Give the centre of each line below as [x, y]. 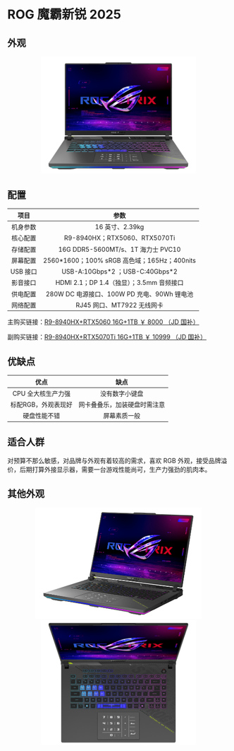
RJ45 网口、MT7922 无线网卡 [119, 305]
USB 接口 [24, 272]
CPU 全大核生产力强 [41, 393]
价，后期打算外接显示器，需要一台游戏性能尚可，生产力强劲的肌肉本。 [109, 469]
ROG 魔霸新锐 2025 [64, 14]
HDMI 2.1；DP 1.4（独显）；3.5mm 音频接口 [119, 283]
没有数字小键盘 [122, 393]
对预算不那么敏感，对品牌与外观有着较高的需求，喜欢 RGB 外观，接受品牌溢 [117, 460]
